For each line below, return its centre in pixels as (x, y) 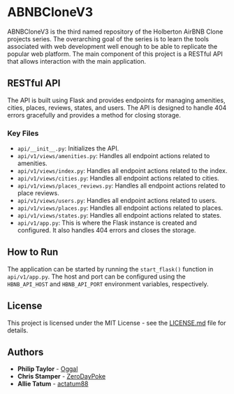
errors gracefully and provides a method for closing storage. (94, 115)
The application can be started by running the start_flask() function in (110, 269)
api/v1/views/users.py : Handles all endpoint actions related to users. (117, 201)
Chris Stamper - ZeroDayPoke (61, 377)
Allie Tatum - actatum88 (53, 384)
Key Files (23, 133)
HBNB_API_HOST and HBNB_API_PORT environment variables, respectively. (108, 283)
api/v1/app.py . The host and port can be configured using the (97, 276)
